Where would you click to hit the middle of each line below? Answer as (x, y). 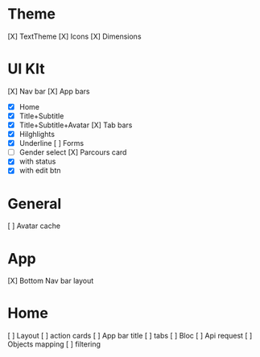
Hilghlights (37, 135)
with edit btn (40, 171)
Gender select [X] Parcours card (73, 152)
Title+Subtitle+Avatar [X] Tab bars (76, 125)
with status (37, 161)
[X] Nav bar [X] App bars (49, 91)
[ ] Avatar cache (34, 226)
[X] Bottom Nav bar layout (51, 281)
